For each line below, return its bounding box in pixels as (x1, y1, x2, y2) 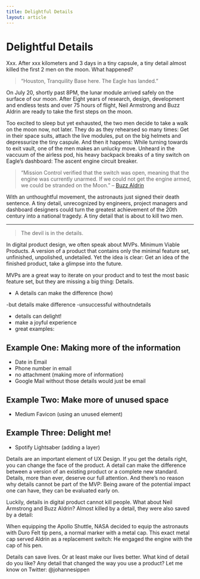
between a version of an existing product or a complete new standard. (6, 467, 179, 475)
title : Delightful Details (6, 8, 73, 15)
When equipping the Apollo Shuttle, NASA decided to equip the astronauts (6, 522, 189, 530)
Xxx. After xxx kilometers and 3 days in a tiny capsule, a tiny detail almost (6, 60, 186, 67)
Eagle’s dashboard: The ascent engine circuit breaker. (6, 157, 138, 165)
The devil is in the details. (20, 230, 83, 237)
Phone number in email (14, 365, 72, 372)
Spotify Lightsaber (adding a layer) (14, 444, 100, 451)
